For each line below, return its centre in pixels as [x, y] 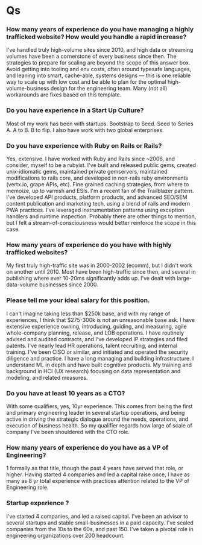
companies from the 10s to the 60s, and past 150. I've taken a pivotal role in [100, 529]
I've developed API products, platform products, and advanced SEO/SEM [97, 197]
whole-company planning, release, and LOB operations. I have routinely [95, 333]
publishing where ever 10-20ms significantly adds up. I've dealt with [91, 279]
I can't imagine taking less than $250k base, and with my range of [88, 313]
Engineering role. [27, 487]
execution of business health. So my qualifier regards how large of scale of [99, 425]
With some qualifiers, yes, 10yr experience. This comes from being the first [99, 406]
